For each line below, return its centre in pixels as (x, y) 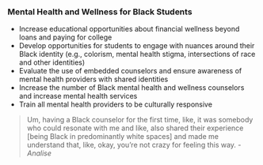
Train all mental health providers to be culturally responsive (116, 104)
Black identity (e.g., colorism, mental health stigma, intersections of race (137, 54)
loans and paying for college (65, 37)
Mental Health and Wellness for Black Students (100, 12)
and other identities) (52, 62)
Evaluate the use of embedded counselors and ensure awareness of (130, 71)
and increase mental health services (78, 96)
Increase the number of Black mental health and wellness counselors (131, 88)
